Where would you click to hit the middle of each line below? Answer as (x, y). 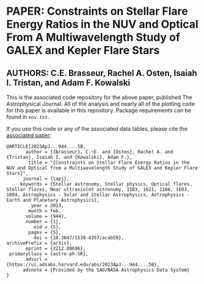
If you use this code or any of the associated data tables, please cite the (97, 129)
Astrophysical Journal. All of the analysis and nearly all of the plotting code (101, 104)
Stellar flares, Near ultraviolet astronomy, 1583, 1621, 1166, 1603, (98, 190)
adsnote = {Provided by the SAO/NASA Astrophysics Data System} (106, 270)
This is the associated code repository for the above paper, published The (99, 97)
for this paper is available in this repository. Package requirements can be (99, 110)
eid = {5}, (47, 227)
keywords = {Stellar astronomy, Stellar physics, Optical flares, (106, 184)
